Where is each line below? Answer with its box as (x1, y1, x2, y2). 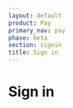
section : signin (8, 41, 62, 49)
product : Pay (8, 19, 52, 27)
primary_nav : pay (8, 26, 66, 34)
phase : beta (8, 33, 48, 42)
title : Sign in (8, 48, 59, 56)
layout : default (8, 11, 62, 20)
